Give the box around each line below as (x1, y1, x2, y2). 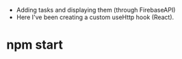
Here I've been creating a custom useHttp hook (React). (16, 13, 174, 21)
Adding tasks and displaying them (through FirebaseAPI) (16, 6, 176, 14)
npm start (6, 37, 63, 53)
